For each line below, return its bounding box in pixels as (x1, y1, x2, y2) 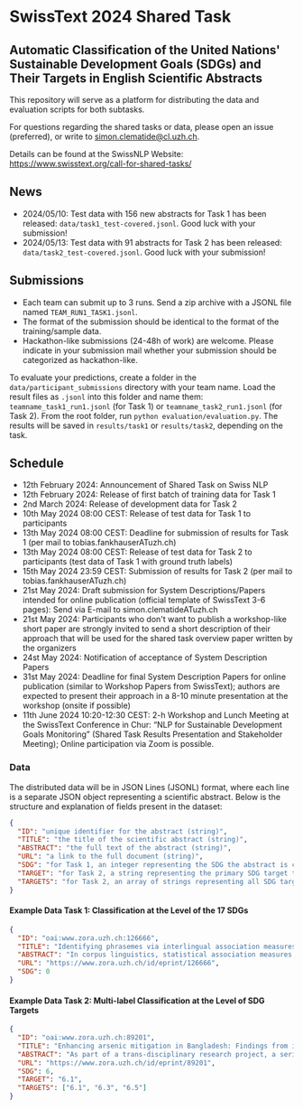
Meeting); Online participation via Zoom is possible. (22, 739, 215, 750)
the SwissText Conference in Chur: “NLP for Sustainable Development (22, 720, 282, 731)
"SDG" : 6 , (17, 1067, 54, 1076)
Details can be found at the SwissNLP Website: (9, 149, 184, 159)
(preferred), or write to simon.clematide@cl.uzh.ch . (9, 131, 200, 142)
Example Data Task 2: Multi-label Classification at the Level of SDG (9, 995, 265, 1006)
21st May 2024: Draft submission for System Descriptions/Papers (22, 585, 266, 596)
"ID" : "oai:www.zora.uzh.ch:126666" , (17, 933, 160, 943)
